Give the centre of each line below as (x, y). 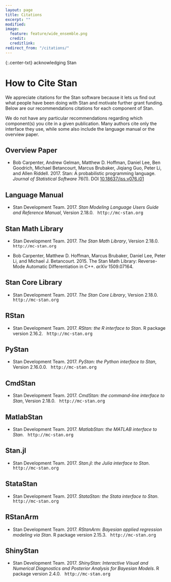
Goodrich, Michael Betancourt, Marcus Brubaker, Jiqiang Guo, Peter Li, (87, 168)
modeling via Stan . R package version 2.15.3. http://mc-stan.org (84, 535)
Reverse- (148, 261)
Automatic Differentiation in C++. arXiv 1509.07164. (80, 266)
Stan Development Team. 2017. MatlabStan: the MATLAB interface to (85, 429)
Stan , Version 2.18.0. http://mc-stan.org (59, 401)
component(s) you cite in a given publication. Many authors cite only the (81, 124)
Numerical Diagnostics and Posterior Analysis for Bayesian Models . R (86, 568)
